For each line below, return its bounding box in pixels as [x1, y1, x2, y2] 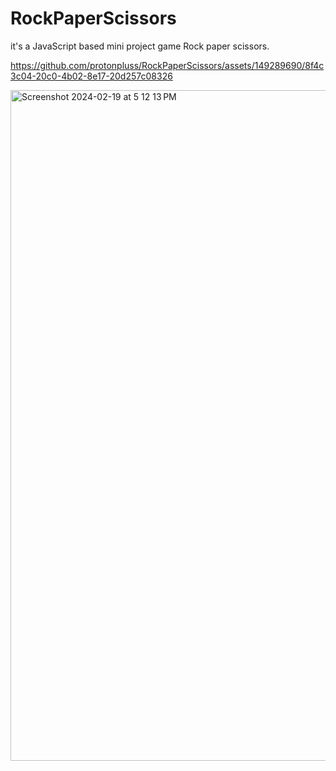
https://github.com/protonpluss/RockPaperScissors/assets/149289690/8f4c [10, 59, 325, 71]
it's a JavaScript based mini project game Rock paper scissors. [10, 40, 270, 52]
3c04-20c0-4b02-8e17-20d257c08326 [10, 70, 173, 82]
